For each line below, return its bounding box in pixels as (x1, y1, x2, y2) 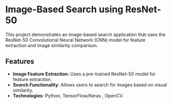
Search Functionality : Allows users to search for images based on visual (12, 81, 167, 88)
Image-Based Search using (5, 4, 124, 15)
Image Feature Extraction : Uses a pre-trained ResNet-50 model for (12, 71, 156, 77)
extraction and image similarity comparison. (5, 42, 99, 48)
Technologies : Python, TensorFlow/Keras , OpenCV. (12, 92, 124, 98)
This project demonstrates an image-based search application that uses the (5, 31, 166, 37)
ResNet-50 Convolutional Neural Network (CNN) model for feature (5, 37, 146, 43)
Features (5, 57, 34, 66)
